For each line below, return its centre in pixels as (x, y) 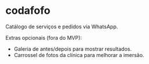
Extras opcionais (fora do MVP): (44, 37)
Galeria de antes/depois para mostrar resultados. (73, 49)
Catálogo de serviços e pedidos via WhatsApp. (62, 27)
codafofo (28, 11)
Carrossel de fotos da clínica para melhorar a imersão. (79, 55)
